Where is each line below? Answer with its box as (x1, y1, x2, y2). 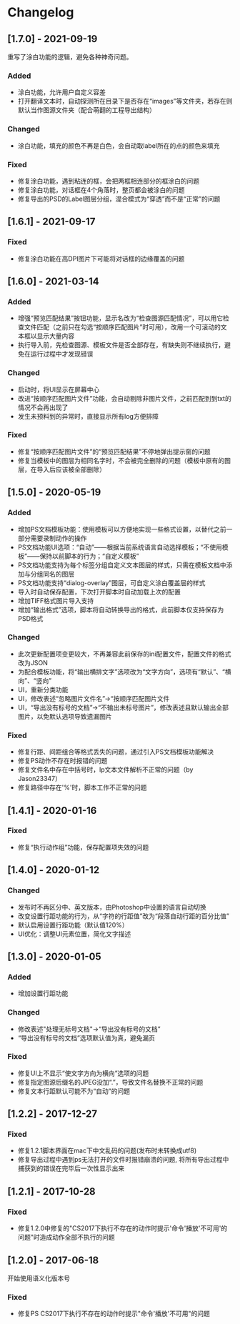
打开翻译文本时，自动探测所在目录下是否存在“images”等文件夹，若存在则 (17, 97, 233, 106)
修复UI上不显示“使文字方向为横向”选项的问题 (17, 1069, 149, 1077)
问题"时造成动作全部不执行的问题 (17, 1233, 116, 1242)
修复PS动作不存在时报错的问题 (17, 757, 108, 765)
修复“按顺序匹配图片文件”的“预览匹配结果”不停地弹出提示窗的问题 (17, 447, 211, 456)
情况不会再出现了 (17, 403, 69, 412)
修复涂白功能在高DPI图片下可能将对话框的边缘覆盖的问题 (17, 254, 185, 263)
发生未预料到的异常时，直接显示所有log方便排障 (17, 412, 159, 420)
